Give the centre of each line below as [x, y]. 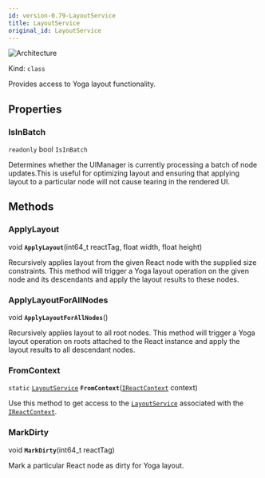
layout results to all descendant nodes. [72, 350]
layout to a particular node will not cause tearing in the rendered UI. [119, 182]
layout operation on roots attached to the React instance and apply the [124, 342]
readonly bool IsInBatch [48, 149]
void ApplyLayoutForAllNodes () [58, 318]
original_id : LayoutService [55, 30]
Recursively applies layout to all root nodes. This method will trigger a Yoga [132, 333]
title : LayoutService [44, 23]
